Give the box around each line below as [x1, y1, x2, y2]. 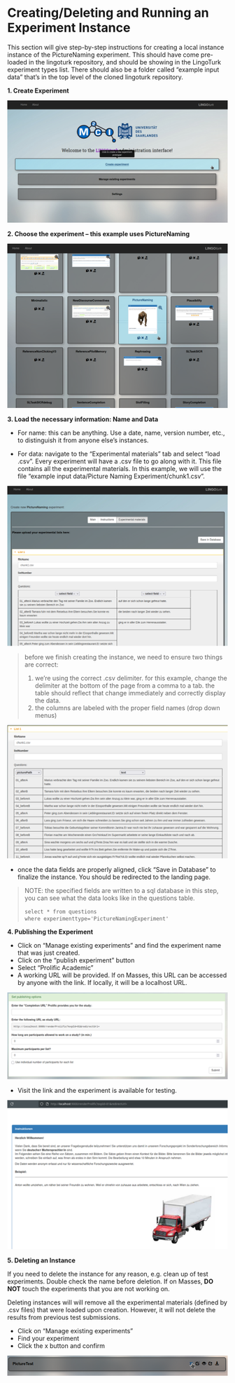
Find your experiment [17, 1334, 80, 1342]
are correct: [24, 660, 59, 669]
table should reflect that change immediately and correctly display [34, 689, 226, 697]
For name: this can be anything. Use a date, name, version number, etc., [17, 428, 225, 437]
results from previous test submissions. [7, 1313, 121, 1321]
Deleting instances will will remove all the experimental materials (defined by [7, 1298, 227, 1307]
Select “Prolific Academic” [17, 964, 94, 972]
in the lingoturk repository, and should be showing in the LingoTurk [29, 57, 222, 66]
